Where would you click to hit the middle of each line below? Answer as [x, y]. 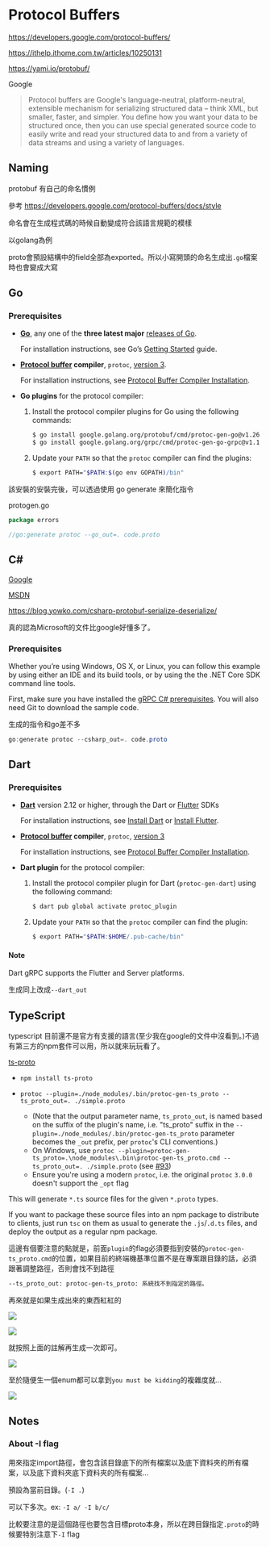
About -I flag [33, 1444]
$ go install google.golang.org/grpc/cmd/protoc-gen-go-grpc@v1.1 [146, 443]
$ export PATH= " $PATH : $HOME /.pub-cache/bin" [108, 937]
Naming [29, 168]
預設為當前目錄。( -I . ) [46, 1490]
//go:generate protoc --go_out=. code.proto [84, 534]
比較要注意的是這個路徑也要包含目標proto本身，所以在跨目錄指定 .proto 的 [130, 1524]
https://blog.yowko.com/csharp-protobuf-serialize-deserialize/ [113, 610]
